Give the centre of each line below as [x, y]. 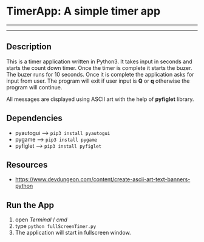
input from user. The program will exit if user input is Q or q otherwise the [98, 81]
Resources [27, 164]
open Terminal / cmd [41, 220]
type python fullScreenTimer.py [56, 226]
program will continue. [34, 87]
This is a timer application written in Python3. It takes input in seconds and [99, 61]
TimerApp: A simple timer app [83, 11]
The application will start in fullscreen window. [73, 233]
